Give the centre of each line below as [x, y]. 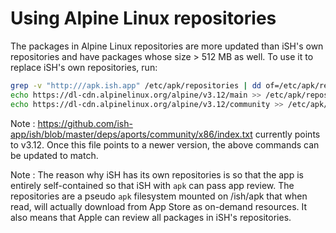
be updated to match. [54, 155]
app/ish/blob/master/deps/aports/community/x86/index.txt [131, 134]
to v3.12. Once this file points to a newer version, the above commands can [165, 144]
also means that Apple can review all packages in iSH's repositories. [151, 217]
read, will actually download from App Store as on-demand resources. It [159, 206]
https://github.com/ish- [85, 123]
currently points [287, 134]
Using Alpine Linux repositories [143, 18]
